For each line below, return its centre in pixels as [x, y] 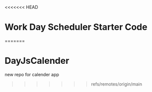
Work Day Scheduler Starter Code [76, 27]
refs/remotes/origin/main [117, 84]
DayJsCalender [37, 61]
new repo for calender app [32, 74]
